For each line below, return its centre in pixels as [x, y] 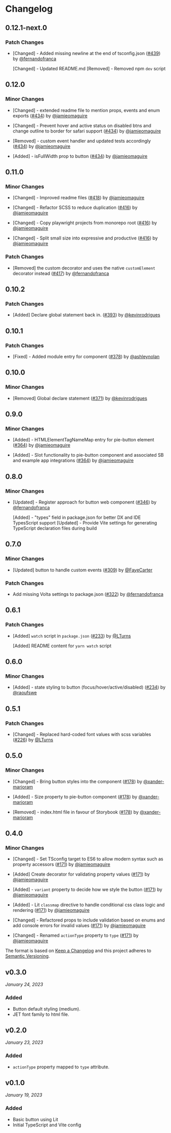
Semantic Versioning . [27, 956]
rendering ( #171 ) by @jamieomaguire [51, 910]
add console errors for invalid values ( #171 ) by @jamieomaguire [79, 926]
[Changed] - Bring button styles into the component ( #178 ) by [77, 781]
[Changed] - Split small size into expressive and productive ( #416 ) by [85, 238]
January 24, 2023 [24, 985]
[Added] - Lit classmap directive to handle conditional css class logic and [89, 905]
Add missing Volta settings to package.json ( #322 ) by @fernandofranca [88, 594]
